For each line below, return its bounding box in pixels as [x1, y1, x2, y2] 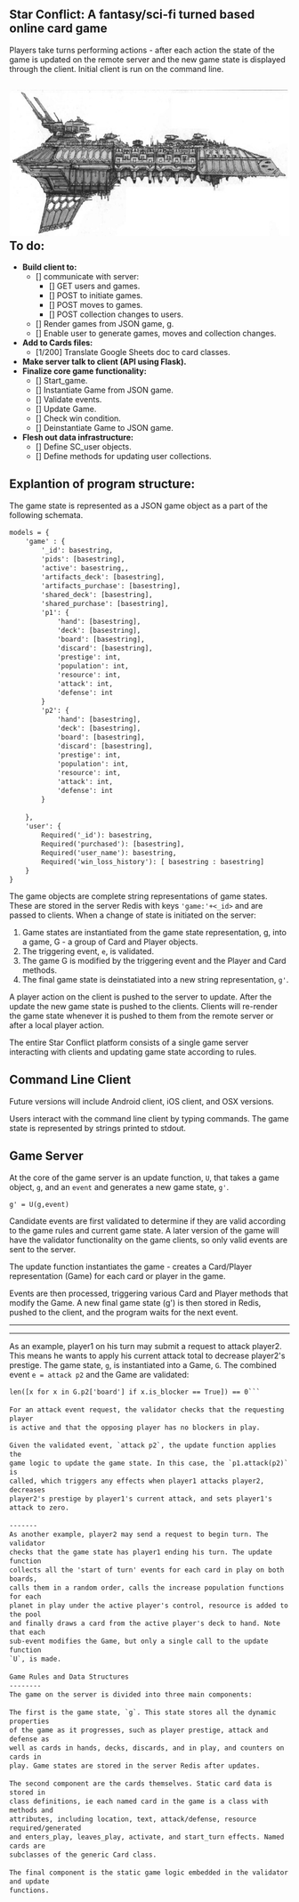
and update [9, 1877, 50, 1886]
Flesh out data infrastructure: [21, 432, 133, 443]
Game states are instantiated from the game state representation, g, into [21, 927, 287, 937]
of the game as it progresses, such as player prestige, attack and [9, 1726, 269, 1735]
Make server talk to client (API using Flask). [21, 356, 187, 368]
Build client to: [21, 262, 77, 272]
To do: [9, 238, 45, 253]
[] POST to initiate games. [48, 290, 143, 301]
